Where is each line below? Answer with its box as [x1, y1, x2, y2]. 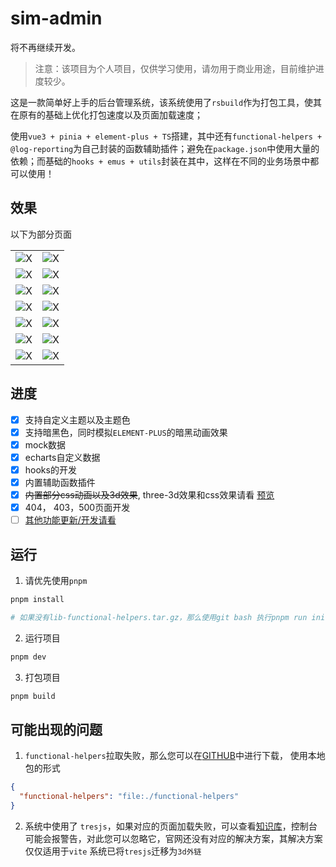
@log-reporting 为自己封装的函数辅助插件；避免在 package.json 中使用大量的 [10, 142, 320, 154]
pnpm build [10, 691, 56, 701]
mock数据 [24, 438, 67, 451]
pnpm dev [10, 652, 47, 662]
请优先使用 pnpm [24, 574, 88, 586]
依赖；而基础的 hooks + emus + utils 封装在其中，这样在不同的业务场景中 [10, 155, 311, 167]
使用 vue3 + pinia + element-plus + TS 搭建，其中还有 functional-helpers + [10, 130, 323, 142]
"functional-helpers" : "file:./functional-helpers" [19, 792, 240, 802]
